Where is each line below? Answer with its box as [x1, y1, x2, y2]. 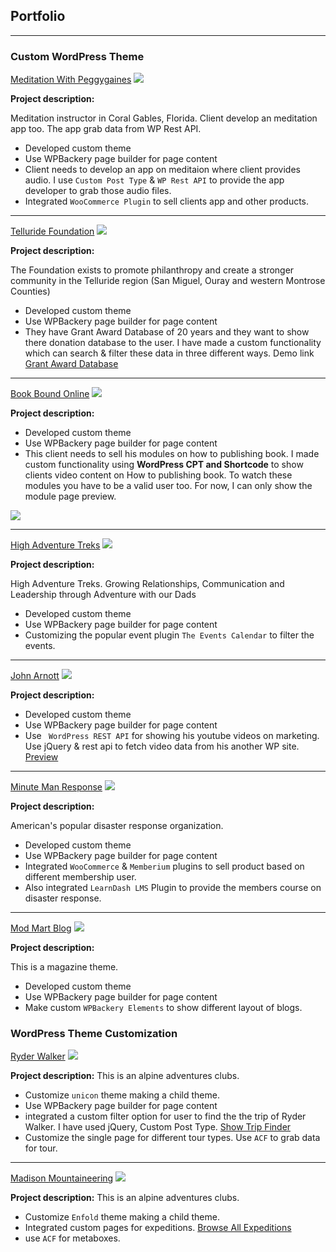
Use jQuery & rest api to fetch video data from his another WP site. [24, 740, 300, 753]
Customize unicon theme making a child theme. [24, 1089, 220, 1101]
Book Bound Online [10, 388, 90, 400]
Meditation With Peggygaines [10, 74, 132, 86]
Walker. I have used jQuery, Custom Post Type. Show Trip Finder [24, 1121, 292, 1133]
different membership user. [24, 871, 137, 883]
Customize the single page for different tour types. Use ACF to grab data [24, 1132, 321, 1144]
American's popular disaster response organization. [10, 820, 224, 832]
